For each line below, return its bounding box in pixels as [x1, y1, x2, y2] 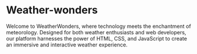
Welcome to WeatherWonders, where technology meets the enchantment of [6, 23, 192, 30]
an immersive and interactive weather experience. [6, 41, 128, 48]
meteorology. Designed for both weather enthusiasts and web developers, [6, 28, 187, 35]
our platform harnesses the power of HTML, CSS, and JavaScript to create [6, 35, 188, 42]
